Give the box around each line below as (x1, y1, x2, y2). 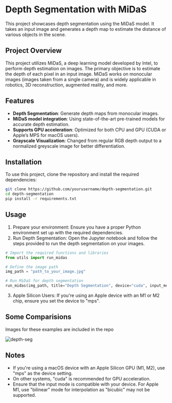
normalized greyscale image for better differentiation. (12, 143, 125, 149)
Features (5, 96, 34, 106)
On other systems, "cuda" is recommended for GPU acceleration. (12, 375, 151, 381)
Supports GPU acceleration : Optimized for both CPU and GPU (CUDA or (12, 127, 166, 133)
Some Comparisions (5, 313, 72, 321)
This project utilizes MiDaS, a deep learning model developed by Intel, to (5, 60, 158, 66)
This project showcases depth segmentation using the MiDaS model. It (5, 21, 155, 27)
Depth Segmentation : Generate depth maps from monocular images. (12, 110, 159, 116)
